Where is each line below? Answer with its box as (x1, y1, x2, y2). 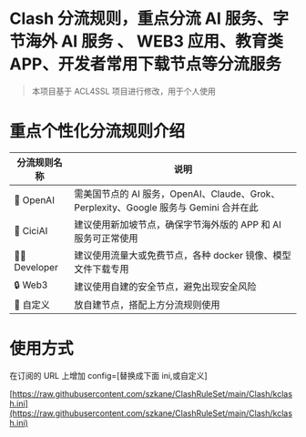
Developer (14, 260, 59, 273)
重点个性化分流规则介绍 (9, 121, 186, 142)
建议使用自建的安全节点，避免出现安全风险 (74, 280, 257, 293)
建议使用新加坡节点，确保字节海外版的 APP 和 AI (74, 218, 282, 230)
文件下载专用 (74, 262, 129, 275)
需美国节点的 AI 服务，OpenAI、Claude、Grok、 (74, 188, 280, 200)
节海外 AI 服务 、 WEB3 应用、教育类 (9, 31, 284, 52)
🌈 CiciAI (14, 224, 48, 237)
